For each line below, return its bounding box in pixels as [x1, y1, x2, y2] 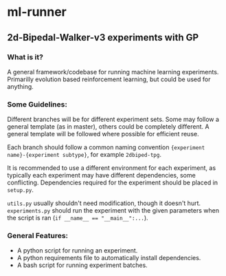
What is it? [7, 52, 43, 62]
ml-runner [7, 4, 67, 20]
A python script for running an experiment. [16, 246, 138, 255]
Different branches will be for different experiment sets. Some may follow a [7, 115, 220, 124]
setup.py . [7, 186, 34, 194]
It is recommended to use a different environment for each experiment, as [7, 164, 216, 172]
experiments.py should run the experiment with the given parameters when [7, 206, 220, 215]
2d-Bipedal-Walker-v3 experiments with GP [7, 32, 199, 43]
